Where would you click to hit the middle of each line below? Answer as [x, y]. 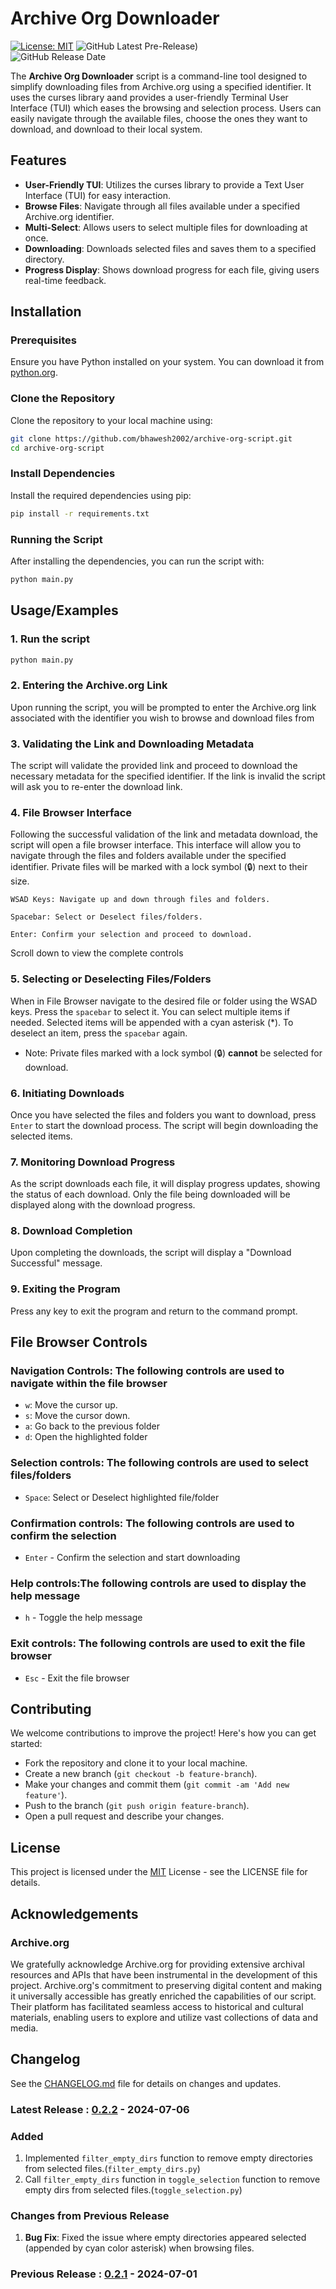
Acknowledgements [74, 1913]
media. [24, 2028]
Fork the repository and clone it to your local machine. [136, 1763]
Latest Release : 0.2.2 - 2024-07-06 [100, 2109]
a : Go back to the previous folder [92, 1426]
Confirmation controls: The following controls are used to [152, 1523]
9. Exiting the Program [65, 1289]
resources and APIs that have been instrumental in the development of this [164, 1974]
